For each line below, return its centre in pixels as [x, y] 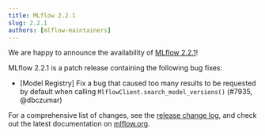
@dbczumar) [41, 100]
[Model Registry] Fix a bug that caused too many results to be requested [138, 83]
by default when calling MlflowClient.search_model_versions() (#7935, [136, 92]
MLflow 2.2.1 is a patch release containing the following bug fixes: [115, 68]
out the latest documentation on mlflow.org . [79, 124]
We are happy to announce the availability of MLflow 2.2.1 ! [103, 53]
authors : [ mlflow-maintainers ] [60, 30]
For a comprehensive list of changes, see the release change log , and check [132, 115]
